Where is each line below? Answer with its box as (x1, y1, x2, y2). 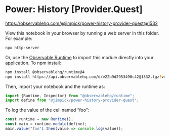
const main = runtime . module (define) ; (5, 121, 87, 127)
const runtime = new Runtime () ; (5, 117, 73, 122)
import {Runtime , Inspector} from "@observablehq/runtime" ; (5, 93, 135, 98)
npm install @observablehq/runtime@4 (5, 69, 85, 74)
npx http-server (5, 45, 39, 50)
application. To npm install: (5, 60, 62, 66)
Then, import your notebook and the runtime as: (5, 83, 105, 89)
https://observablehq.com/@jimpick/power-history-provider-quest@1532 (5, 20, 158, 26)
